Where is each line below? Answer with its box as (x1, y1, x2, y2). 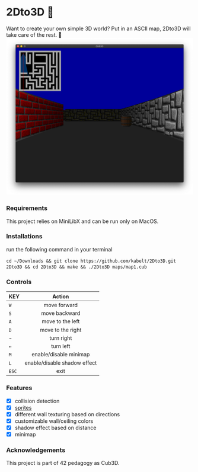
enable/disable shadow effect (24, 359, 97, 366)
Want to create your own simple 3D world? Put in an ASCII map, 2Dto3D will (6, 25, 191, 32)
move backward (41, 310, 81, 317)
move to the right (40, 326, 82, 333)
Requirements (6, 204, 48, 212)
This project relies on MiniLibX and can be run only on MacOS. (6, 218, 159, 225)
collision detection (14, 397, 60, 404)
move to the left (41, 318, 80, 325)
